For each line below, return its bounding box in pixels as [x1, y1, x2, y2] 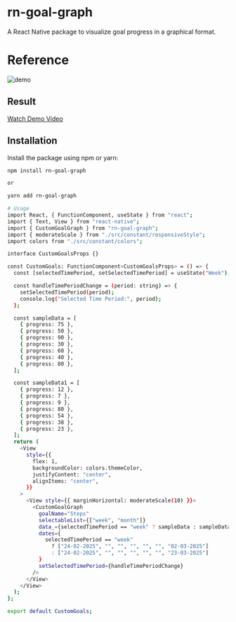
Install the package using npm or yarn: [7, 153, 119, 162]
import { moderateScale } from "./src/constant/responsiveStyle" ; [7, 231, 206, 238]
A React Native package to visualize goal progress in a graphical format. [7, 27, 216, 36]
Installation [7, 135, 58, 147]
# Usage [7, 205, 30, 212]
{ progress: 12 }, [20, 386, 74, 394]
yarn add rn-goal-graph [7, 193, 77, 200]
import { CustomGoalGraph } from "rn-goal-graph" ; [7, 224, 159, 232]
